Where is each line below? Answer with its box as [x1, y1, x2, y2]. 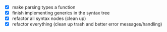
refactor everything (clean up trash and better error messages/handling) [12, 21, 162, 27]
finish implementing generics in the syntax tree [12, 10, 110, 16]
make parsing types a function [12, 4, 76, 10]
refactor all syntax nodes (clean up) [12, 15, 86, 21]
